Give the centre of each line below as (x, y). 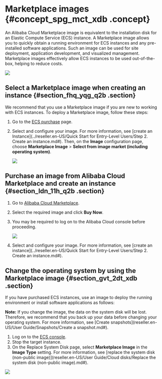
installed (14, 48)
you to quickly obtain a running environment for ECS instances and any (76, 43)
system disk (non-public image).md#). (50, 363)
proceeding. (24, 227)
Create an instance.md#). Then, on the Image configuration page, (78, 141)
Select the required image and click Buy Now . (58, 212)
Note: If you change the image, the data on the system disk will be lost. (76, 312)
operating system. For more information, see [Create (57, 322)
